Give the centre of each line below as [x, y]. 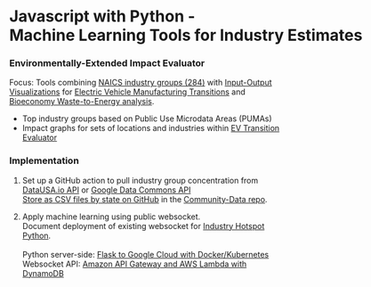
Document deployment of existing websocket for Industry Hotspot [143, 225]
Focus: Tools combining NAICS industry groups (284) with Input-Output [141, 83]
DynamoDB [43, 273]
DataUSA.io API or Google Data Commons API [106, 190]
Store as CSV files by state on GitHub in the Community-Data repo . [145, 199]
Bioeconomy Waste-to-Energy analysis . [82, 102]
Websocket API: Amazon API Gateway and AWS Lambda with [134, 264]
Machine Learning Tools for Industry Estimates [186, 35]
